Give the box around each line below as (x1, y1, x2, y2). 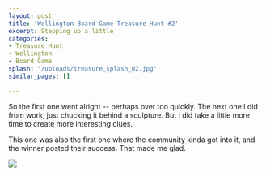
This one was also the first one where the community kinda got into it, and (8, 135, 255, 144)
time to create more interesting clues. (8, 118, 133, 128)
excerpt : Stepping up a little (8, 27, 114, 35)
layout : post (8, 11, 53, 20)
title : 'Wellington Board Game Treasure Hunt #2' (8, 19, 179, 28)
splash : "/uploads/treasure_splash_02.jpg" (8, 65, 158, 73)
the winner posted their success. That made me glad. (8, 143, 186, 152)
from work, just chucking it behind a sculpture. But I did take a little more (8, 110, 251, 120)
